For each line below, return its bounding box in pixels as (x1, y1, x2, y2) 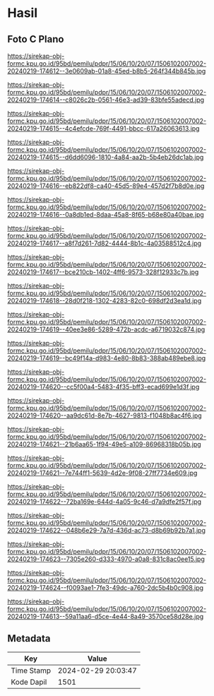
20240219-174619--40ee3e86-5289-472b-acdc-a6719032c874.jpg (7, 325, 206, 334)
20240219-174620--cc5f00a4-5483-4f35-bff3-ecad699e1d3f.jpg (7, 383, 200, 391)
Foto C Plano (7, 33, 64, 45)
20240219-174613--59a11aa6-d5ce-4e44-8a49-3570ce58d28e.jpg (7, 613, 204, 620)
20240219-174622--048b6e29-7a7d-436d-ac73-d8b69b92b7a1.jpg (7, 526, 206, 534)
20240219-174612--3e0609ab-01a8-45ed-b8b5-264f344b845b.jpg (7, 67, 206, 75)
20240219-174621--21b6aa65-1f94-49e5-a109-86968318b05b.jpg (7, 440, 201, 448)
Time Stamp (11, 666, 52, 676)
